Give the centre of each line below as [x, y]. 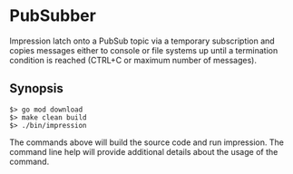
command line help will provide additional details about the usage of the [144, 151]
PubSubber [53, 16]
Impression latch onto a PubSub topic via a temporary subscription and [142, 41]
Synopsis [36, 88]
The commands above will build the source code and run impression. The [146, 142]
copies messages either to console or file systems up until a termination [144, 50]
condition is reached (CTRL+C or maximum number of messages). [133, 60]
